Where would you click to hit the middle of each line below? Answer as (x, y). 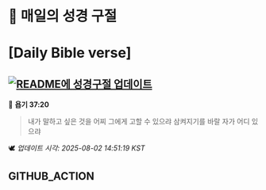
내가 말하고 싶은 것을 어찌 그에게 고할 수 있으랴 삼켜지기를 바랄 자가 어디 (139, 122)
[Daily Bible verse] (70, 53)
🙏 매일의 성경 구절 (63, 16)
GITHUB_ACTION (52, 176)
